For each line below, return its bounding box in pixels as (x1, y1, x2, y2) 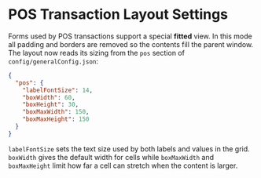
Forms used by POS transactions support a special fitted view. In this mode (8, 31, 253, 41)
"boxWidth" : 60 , (22, 93, 76, 101)
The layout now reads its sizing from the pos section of (8, 48, 185, 57)
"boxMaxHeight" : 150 (22, 115, 90, 123)
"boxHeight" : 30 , (22, 100, 79, 109)
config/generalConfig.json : (8, 56, 99, 66)
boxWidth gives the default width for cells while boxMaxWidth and (8, 152, 215, 162)
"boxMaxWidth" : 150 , (22, 108, 90, 116)
